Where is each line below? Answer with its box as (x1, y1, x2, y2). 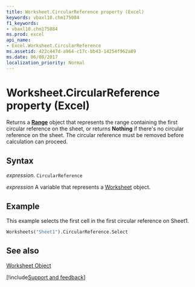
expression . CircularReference (6, 172, 83, 179)
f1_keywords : (6, 20, 39, 26)
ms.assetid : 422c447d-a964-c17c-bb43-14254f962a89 (6, 49, 136, 55)
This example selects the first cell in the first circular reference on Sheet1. (6, 217, 189, 225)
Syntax (6, 155, 34, 166)
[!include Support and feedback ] (6, 274, 86, 281)
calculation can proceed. (6, 138, 68, 146)
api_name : (6, 37, 31, 43)
